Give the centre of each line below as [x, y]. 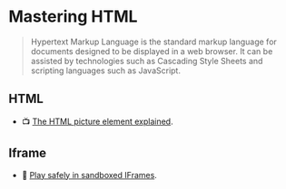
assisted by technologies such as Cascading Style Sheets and [147, 61]
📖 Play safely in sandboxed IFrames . [89, 175]
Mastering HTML [73, 17]
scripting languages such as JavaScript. [105, 71]
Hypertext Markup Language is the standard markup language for [154, 42]
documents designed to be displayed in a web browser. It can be [152, 51]
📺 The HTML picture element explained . [97, 121]
